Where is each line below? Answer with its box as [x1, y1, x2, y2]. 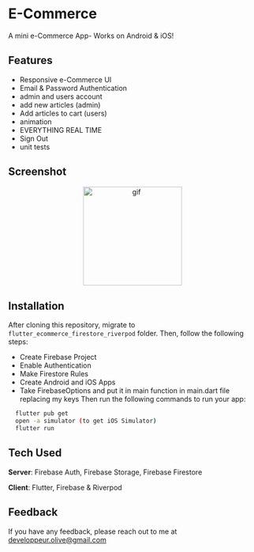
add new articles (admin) [19, 100, 101, 109]
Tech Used [8, 446, 62, 459]
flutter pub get [15, 410, 69, 418]
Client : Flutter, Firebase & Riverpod [8, 482, 122, 492]
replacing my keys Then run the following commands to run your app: [19, 395, 246, 404]
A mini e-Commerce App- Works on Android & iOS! [8, 31, 174, 40]
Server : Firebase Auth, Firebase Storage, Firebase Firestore [8, 467, 203, 477]
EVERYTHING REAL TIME [19, 125, 103, 134]
